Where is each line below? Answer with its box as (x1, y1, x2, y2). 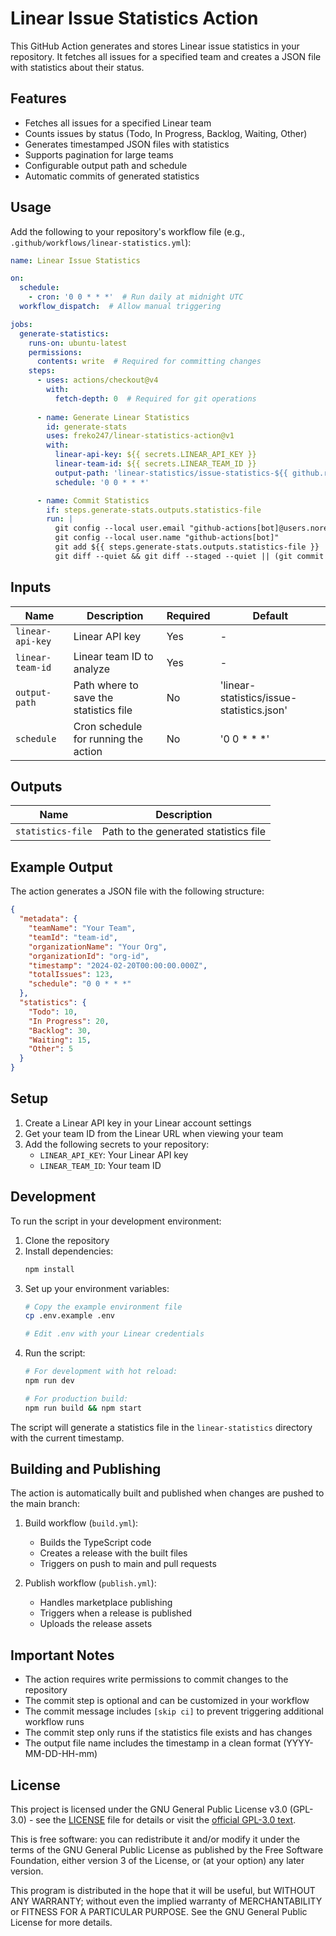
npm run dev (24, 1376, 75, 1386)
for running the (73, 732, 143, 746)
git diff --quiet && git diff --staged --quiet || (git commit (54, 551, 325, 561)
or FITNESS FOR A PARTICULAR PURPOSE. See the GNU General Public (10, 1906, 308, 1918)
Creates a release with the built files (39, 1547, 188, 1559)
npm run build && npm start (24, 1403, 142, 1413)
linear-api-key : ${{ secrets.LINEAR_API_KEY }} (54, 450, 257, 460)
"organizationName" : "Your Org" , (28, 942, 168, 952)
